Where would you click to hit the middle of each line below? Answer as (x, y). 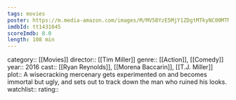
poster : (19, 20)
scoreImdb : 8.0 (29, 33)
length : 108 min (31, 40)
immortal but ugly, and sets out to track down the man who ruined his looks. (117, 82)
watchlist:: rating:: (33, 90)
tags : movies (26, 14)
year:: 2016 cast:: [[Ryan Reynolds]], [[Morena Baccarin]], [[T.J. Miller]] (110, 67)
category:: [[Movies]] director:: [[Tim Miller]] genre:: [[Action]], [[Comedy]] (116, 59)
